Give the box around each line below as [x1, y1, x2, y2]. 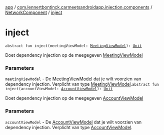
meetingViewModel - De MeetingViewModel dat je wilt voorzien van [5, 76, 141, 82]
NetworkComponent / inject [5, 9, 62, 15]
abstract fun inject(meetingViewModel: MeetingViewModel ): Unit [5, 43, 142, 48]
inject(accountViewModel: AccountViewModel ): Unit [5, 87, 113, 92]
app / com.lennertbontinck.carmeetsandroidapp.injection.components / [5, 4, 152, 10]
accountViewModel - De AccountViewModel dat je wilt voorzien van [5, 119, 142, 125]
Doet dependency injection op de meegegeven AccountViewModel [5, 95, 143, 101]
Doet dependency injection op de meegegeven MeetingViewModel [5, 52, 143, 58]
